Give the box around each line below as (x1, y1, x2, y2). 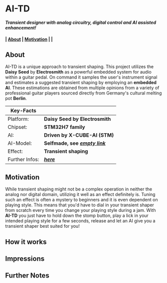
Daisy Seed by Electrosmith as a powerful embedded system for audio (5, 69, 152, 75)
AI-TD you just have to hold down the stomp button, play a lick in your (5, 212, 149, 219)
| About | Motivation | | (5, 36, 53, 42)
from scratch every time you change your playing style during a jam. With (5, 207, 156, 213)
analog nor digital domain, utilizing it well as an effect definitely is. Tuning (5, 191, 156, 197)
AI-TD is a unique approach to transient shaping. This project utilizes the (5, 64, 154, 70)
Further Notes (5, 272, 50, 280)
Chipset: (7, 124, 27, 131)
